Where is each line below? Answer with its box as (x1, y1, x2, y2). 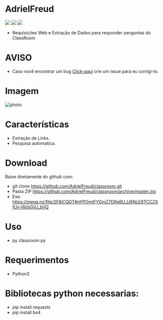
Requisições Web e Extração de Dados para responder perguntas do (12, 29, 151, 35)
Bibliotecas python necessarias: (5, 288, 139, 299)
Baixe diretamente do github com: (5, 173, 73, 179)
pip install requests (12, 304, 50, 310)
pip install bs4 (12, 309, 41, 315)
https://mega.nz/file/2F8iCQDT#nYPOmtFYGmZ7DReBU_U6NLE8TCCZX (12, 198, 158, 204)
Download (5, 157, 47, 169)
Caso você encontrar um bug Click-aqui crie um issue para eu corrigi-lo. (12, 68, 159, 74)
